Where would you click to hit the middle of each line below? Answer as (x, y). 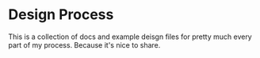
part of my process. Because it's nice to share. (84, 44)
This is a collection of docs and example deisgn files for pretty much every (130, 37)
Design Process (61, 15)
